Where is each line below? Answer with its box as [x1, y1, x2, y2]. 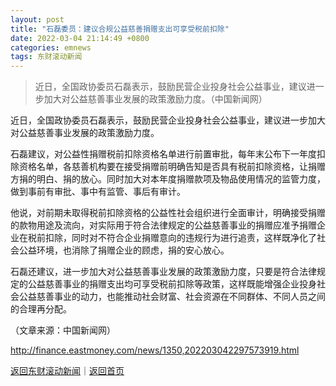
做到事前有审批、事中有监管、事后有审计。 [10, 186, 186, 198]
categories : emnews [10, 42, 92, 53]
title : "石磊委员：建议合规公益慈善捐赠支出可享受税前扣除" [10, 24, 230, 34]
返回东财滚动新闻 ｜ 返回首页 [10, 365, 125, 377]
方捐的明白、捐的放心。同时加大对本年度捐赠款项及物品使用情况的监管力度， [10, 173, 326, 185]
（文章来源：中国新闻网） [10, 324, 116, 336]
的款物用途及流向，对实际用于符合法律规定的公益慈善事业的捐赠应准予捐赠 [10, 219, 317, 231]
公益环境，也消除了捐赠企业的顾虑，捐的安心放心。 [18, 244, 230, 256]
